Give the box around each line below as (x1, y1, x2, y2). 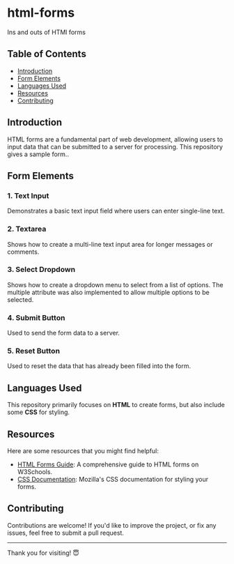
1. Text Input (7, 190, 49, 200)
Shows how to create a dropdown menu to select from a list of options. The (7, 280, 224, 289)
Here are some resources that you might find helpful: (7, 447, 159, 455)
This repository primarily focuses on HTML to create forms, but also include (7, 401, 225, 409)
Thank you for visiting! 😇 (7, 549, 80, 557)
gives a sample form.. (7, 150, 70, 158)
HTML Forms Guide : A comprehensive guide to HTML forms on (17, 460, 199, 468)
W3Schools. (17, 468, 53, 476)
